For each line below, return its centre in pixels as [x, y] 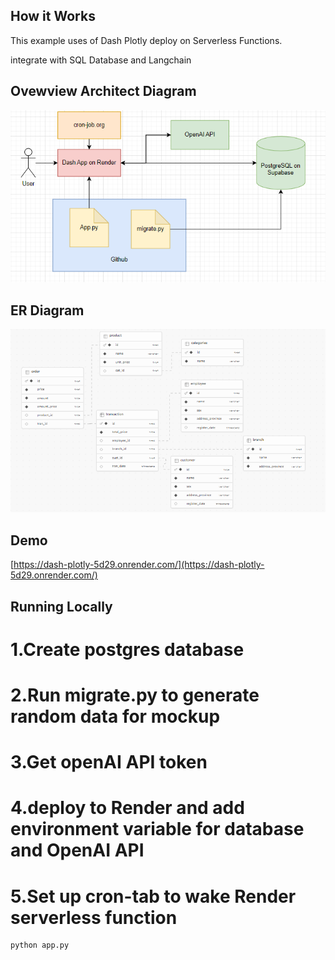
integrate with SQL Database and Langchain [101, 60]
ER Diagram [47, 310]
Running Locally [61, 606]
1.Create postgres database [127, 649]
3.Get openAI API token [109, 762]
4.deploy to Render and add [127, 808]
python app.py [40, 945]
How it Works [53, 16]
